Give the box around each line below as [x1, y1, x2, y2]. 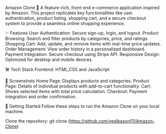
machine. [5, 109, 24, 114]
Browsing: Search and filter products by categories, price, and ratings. [5, 36, 149, 42]
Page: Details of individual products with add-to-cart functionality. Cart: [5, 83, 152, 89]
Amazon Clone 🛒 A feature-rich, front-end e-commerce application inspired [5, 5, 160, 10]
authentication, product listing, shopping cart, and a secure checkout [5, 15, 146, 21]
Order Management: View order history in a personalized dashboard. [5, 46, 146, 52]
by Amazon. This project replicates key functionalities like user [5, 10, 133, 16]
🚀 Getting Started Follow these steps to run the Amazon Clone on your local [5, 103, 160, 109]
